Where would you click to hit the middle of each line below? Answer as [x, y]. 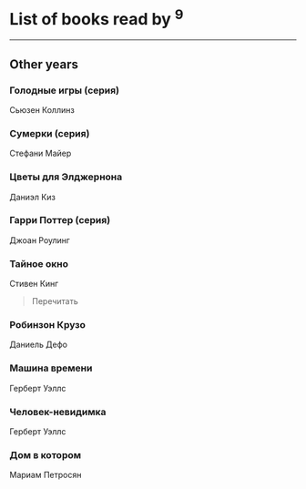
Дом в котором [46, 454]
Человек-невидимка [58, 412]
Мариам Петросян [46, 475]
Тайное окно [39, 263]
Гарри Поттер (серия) [60, 220]
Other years [44, 64]
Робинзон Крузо [48, 325]
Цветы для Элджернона [66, 177]
